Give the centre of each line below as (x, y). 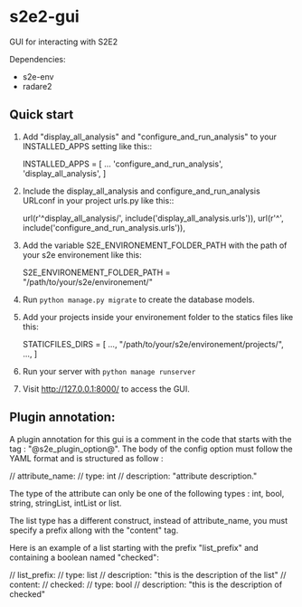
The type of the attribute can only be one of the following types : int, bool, (147, 493)
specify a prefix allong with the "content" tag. (94, 530)
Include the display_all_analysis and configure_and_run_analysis (141, 191)
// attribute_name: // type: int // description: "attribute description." (133, 476)
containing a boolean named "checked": (85, 557)
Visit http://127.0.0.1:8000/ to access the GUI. (106, 389)
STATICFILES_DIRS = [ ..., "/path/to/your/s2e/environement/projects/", (153, 344)
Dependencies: (38, 59)
